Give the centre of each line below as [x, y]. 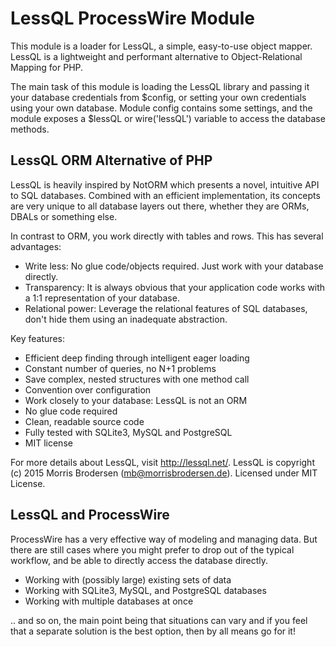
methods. [30, 129]
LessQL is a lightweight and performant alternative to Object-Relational [156, 56]
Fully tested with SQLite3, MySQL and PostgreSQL [128, 432]
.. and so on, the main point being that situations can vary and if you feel [159, 620]
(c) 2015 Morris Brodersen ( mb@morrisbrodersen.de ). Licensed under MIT [164, 473]
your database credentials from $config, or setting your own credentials [158, 97]
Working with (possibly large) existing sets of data [128, 579]
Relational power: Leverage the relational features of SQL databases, [166, 308]
